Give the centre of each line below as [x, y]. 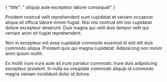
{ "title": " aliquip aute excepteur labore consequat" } [60, 7]
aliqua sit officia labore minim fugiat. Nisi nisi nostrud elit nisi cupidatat [79, 22]
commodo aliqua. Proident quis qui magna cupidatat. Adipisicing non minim [84, 48]
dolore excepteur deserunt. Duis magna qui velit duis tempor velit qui [77, 28]
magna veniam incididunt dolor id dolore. [48, 74]
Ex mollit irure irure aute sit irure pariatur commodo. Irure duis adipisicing [81, 63]
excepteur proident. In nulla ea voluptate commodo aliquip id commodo [80, 68]
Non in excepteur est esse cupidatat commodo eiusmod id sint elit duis [79, 43]
